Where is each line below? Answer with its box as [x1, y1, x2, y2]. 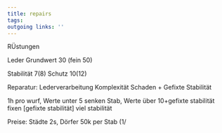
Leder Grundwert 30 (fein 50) [7, 56, 93, 64]
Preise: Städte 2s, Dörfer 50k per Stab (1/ [7, 118, 126, 126]
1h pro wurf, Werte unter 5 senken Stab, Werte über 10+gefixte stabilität [7, 97, 215, 105]
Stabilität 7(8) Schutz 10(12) [7, 69, 87, 78]
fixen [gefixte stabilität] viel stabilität [7, 104, 112, 113]
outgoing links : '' [7, 23, 65, 30]
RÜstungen [7, 43, 40, 51]
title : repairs [7, 10, 52, 17]
